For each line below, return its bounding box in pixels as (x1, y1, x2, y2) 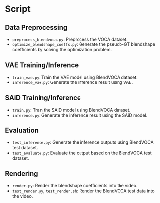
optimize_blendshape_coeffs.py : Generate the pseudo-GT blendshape (12, 41, 156, 47)
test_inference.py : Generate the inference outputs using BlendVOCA (12, 139, 154, 145)
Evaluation (5, 126, 39, 135)
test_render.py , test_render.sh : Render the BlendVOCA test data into (12, 188, 155, 194)
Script (5, 3, 31, 15)
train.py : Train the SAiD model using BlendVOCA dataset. (12, 107, 131, 113)
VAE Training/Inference (5, 61, 79, 70)
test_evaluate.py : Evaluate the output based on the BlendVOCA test (12, 150, 152, 156)
